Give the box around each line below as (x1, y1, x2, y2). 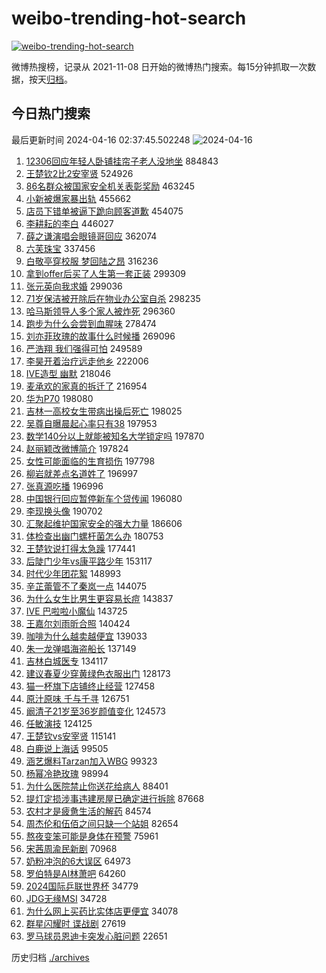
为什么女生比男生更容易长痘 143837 (25, 592, 174, 604)
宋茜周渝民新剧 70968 (25, 842, 118, 854)
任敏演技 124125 (25, 717, 93, 729)
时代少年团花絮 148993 (25, 567, 122, 579)
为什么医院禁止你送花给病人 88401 (25, 780, 169, 792)
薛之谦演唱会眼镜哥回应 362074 (25, 230, 158, 242)
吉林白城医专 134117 (25, 655, 109, 667)
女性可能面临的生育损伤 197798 (25, 455, 156, 467)
